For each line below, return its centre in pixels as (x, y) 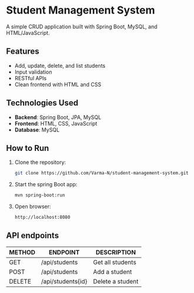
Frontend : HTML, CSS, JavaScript (56, 123)
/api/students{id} (64, 281)
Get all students (115, 262)
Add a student (113, 272)
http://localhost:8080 (42, 218)
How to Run (28, 148)
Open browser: (33, 206)
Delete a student (116, 281)
